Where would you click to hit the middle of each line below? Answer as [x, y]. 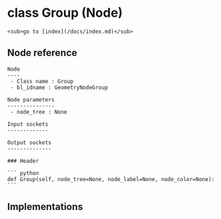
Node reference [42, 53]
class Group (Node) [65, 13]
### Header [23, 161]
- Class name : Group [42, 81]
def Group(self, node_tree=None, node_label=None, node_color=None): [111, 179]
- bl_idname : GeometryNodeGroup [59, 87]
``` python [23, 173]
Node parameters [31, 99]
